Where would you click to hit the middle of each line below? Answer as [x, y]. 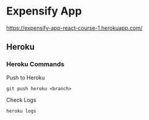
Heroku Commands [35, 64]
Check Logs [21, 100]
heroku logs [21, 111]
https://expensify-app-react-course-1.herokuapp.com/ [74, 28]
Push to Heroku [26, 78]
